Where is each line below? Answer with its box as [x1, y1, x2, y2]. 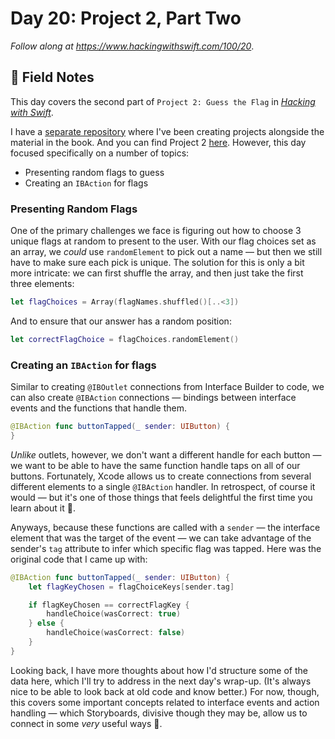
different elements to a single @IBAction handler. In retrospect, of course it [10, 480, 316, 492]
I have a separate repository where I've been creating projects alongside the [10, 125, 325, 137]
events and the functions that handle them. [10, 402, 188, 414]
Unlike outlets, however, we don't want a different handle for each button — [10, 448, 322, 461]
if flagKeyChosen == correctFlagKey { [28, 600, 190, 610]
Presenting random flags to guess [24, 166, 165, 178]
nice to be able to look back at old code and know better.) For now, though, [10, 685, 320, 697]
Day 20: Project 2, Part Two [10, 7, 242, 30]
